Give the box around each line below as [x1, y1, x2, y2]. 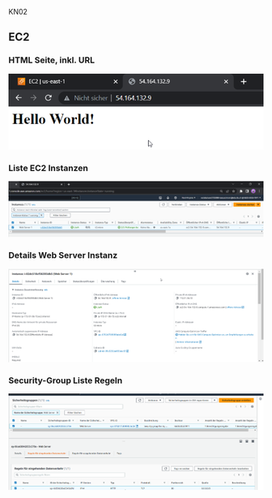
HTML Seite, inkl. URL [8, 54, 96, 66]
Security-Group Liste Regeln [8, 375, 123, 386]
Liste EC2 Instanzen [8, 162, 89, 174]
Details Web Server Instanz [8, 250, 118, 261]
